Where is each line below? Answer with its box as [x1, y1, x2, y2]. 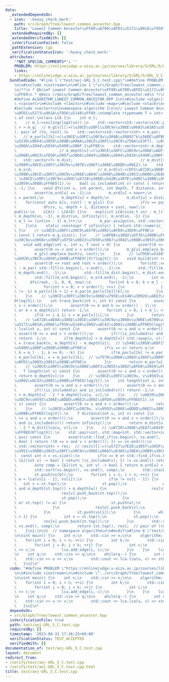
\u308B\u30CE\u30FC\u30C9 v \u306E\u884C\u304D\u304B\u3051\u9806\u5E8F [14, 172, 165, 177]
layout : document [5, 650, 42, 655]
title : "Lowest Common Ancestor [14, 26, 82, 31]
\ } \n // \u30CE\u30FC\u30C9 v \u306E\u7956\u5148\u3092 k [14, 294, 147, 299]
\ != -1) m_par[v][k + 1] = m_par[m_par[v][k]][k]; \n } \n [14, 289, 163, 294]
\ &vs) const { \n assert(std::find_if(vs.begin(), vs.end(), [14, 435, 161, 440]
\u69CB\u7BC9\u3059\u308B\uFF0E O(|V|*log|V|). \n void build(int [14, 256, 158, 261]
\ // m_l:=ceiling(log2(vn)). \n [14, 120, 89, 125]
